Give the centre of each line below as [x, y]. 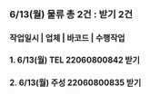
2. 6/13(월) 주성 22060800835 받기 [75, 82]
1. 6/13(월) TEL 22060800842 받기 [75, 60]
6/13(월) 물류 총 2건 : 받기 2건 [71, 14]
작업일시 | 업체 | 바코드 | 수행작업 [67, 37]
